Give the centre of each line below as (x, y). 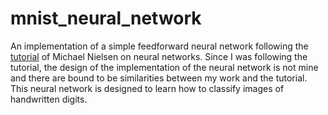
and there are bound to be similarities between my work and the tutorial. (159, 78)
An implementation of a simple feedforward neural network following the (159, 46)
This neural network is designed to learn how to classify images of (147, 88)
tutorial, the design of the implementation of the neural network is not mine (164, 67)
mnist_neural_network (106, 18)
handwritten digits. (49, 99)
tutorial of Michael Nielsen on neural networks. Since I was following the (159, 56)
